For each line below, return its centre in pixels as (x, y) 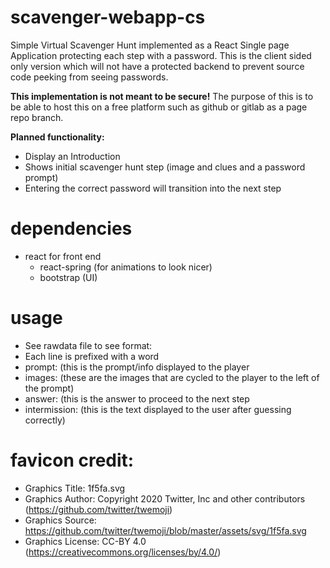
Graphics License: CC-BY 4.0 (85, 541)
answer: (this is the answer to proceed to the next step (137, 398)
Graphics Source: (60, 520)
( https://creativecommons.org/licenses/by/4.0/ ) (123, 552)
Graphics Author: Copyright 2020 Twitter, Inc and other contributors (165, 498)
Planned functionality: (57, 137)
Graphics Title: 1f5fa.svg (75, 488)
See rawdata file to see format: (88, 345)
